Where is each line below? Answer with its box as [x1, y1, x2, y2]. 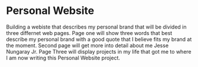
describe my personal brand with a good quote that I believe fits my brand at [6, 36, 192, 43]
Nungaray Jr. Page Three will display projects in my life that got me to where [6, 48, 192, 55]
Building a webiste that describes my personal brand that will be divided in [6, 23, 187, 30]
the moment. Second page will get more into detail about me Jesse [6, 42, 169, 49]
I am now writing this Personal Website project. [6, 54, 121, 61]
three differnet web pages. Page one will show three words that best [6, 29, 173, 36]
